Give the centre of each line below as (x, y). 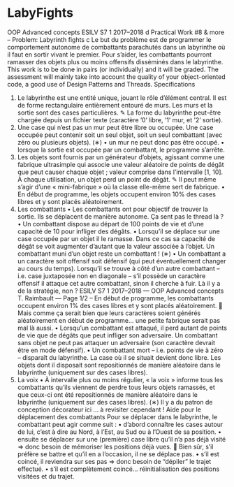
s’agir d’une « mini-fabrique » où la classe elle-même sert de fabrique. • (121, 187)
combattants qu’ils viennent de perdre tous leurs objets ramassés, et (116, 387)
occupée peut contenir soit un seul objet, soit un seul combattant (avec (120, 135)
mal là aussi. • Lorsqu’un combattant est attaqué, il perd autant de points (122, 328)
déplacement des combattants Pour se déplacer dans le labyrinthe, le (117, 416)
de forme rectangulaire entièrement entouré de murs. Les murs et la (115, 105)
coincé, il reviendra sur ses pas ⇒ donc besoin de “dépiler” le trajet (114, 461)
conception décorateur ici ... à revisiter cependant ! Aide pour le (109, 409)
